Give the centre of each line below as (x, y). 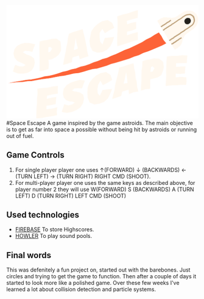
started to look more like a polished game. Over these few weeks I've (93, 283)
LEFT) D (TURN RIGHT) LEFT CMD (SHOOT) (71, 196)
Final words (29, 255)
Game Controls (36, 155)
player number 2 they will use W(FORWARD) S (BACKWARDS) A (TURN (104, 189)
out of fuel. (20, 135)
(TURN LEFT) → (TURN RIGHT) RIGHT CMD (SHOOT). (83, 176)
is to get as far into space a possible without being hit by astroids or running (102, 129)
